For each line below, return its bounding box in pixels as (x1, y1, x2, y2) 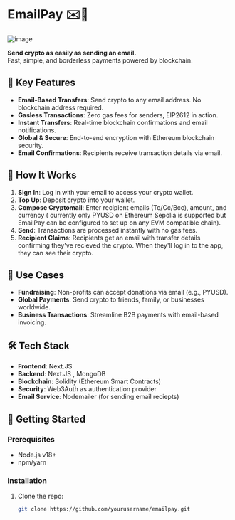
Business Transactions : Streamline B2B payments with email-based (17, 311, 219, 319)
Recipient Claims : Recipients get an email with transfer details (17, 233, 201, 242)
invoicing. (17, 318, 46, 327)
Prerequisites (7, 434, 55, 444)
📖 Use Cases (7, 269, 65, 281)
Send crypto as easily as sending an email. (7, 48, 137, 57)
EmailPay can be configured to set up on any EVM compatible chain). (17, 218, 221, 227)
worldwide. (17, 303, 51, 312)
